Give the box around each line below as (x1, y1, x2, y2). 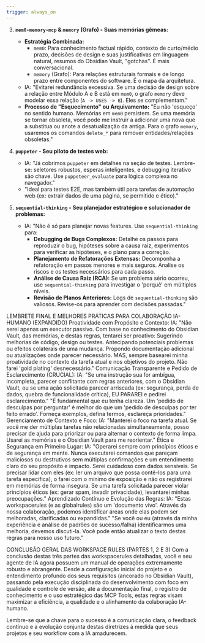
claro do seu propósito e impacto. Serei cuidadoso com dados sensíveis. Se (6, 462, 198, 469)
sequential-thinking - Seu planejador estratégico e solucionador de (15, 204, 191, 211)
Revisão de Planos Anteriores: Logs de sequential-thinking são (33, 294, 198, 301)
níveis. (33, 287, 50, 295)
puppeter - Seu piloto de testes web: (15, 147, 108, 155)
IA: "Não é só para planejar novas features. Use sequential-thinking (24, 222, 198, 229)
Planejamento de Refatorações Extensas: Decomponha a (33, 255, 181, 262)
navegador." (24, 179, 55, 186)
